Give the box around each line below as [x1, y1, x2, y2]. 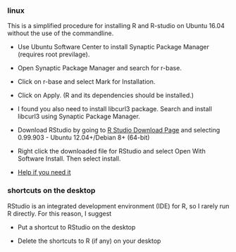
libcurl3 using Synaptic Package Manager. [17, 112, 141, 121]
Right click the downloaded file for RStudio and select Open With [17, 147, 206, 156]
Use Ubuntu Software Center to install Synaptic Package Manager [17, 43, 210, 51]
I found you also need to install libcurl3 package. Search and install [17, 105, 213, 113]
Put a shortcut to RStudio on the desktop [17, 222, 136, 231]
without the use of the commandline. [7, 29, 114, 37]
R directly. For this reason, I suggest [7, 209, 112, 218]
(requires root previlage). [17, 50, 90, 58]
